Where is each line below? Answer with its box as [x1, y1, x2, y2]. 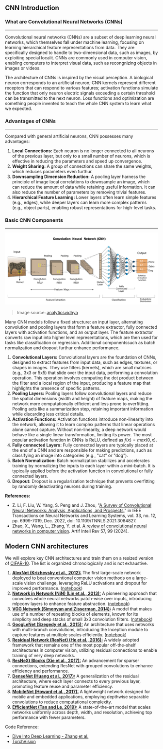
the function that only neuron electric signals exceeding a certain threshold [5, 90, 155, 96]
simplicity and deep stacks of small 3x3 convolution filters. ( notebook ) [12, 616, 153, 622]
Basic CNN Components [5, 216, 63, 223]
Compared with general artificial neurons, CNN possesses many [5, 133, 133, 139]
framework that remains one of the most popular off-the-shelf [12, 642, 136, 648]
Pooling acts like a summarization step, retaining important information [12, 406, 154, 412]
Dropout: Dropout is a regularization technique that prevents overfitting [12, 479, 155, 484]
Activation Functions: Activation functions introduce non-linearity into [12, 416, 153, 422]
